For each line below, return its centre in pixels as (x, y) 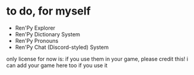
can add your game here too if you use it (57, 65)
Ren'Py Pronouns (37, 41)
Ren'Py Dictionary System (48, 34)
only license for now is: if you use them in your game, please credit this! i (97, 59)
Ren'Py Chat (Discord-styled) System (62, 47)
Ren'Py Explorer (35, 28)
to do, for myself (48, 11)
